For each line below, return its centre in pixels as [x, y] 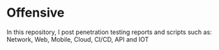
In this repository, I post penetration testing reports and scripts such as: [109, 32]
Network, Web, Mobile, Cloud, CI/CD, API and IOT [78, 39]
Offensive [36, 13]
